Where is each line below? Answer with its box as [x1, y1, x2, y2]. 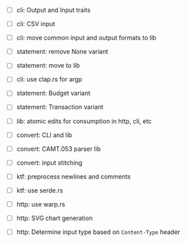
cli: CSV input [16, 20, 56, 28]
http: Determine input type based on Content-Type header [16, 228, 181, 236]
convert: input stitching [16, 159, 83, 167]
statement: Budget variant [16, 89, 90, 98]
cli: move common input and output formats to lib [16, 34, 157, 42]
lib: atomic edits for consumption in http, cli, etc [16, 117, 152, 125]
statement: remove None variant [16, 48, 108, 56]
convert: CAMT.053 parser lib [16, 145, 101, 153]
